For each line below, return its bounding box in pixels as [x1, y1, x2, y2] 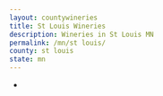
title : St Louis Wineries [9, 22, 106, 31]
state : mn [9, 55, 47, 64]
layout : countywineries [9, 13, 99, 22]
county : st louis [9, 47, 74, 56]
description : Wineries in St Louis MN [9, 30, 154, 39]
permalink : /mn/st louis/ [9, 38, 106, 48]
